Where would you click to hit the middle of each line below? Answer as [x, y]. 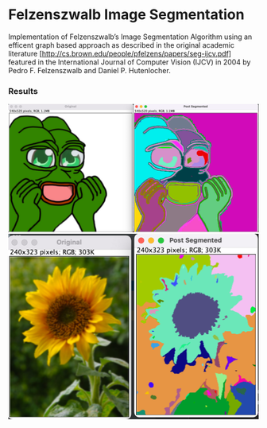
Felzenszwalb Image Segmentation [126, 15]
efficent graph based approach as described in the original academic [121, 45]
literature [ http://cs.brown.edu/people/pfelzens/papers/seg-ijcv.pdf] [120, 53]
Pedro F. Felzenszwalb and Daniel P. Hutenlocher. [89, 70]
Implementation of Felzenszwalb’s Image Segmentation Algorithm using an [130, 37]
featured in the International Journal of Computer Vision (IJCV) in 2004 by [130, 62]
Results [23, 91]
